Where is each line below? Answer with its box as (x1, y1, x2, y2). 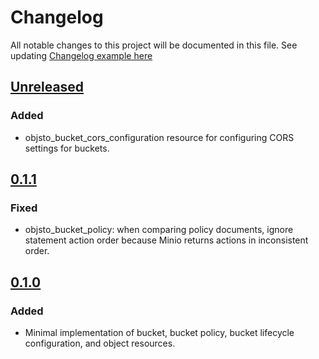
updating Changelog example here (10, 49, 153, 61)
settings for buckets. (24, 142, 110, 154)
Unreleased (10, 79, 85, 96)
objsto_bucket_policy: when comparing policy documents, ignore (24, 224, 294, 236)
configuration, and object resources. (24, 337, 176, 349)
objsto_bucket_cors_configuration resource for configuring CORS (24, 131, 295, 143)
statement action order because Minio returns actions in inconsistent (24, 234, 309, 246)
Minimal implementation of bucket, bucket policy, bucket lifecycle (24, 327, 295, 338)
